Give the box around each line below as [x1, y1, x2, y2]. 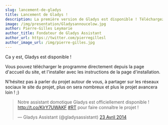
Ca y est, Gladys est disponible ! [5, 54, 71, 60]
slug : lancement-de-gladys [5, 7, 61, 13]
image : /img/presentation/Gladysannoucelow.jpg [5, 21, 106, 27]
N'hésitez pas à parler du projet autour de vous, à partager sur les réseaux [5, 78, 159, 84]
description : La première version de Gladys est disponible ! [5, 17, 137, 22]
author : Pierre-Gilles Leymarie [5, 26, 72, 31]
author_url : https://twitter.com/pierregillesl [5, 36, 106, 41]
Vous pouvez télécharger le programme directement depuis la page [5, 63, 144, 69]
